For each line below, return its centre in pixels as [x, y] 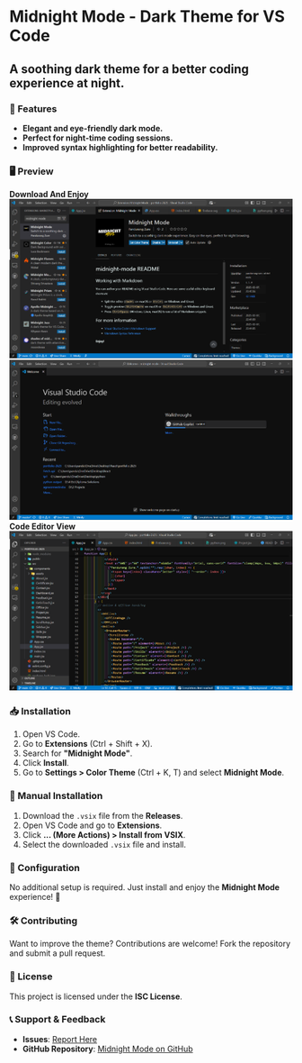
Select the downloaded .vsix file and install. [104, 844]
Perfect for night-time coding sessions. [98, 138]
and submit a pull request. [58, 953]
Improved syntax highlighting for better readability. [120, 147]
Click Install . [45, 763]
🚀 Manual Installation [56, 796]
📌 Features [33, 108]
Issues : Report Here [60, 1039]
